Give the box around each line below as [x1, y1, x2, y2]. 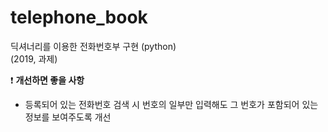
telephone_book [10, 6, 148, 29]
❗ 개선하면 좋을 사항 [10, 74, 85, 86]
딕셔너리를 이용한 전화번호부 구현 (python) [10, 40, 177, 52]
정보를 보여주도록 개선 [24, 111, 112, 123]
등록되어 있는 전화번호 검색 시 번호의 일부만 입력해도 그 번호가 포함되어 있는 [24, 98, 319, 110]
